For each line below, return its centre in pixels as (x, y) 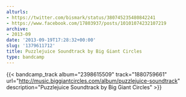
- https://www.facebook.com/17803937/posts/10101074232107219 (86, 23)
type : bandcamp (25, 57)
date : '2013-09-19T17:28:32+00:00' (51, 40)
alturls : (17, 12)
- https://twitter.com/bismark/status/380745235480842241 (81, 18)
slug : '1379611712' (31, 46)
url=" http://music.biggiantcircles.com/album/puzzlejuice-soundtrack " (93, 81)
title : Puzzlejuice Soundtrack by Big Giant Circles (74, 52)
